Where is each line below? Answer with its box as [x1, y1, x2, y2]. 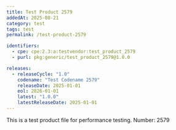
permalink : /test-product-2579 [6, 32, 86, 38]
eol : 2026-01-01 [17, 88, 59, 94]
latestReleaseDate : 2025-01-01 [17, 99, 98, 106]
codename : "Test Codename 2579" [17, 77, 100, 83]
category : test [6, 20, 45, 26]
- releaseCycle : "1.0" [12, 71, 70, 77]
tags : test [6, 26, 34, 32]
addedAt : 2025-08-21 [6, 15, 59, 21]
